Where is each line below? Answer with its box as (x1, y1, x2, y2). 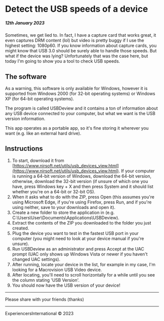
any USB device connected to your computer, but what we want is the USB (5, 110, 156, 116)
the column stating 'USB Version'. (12, 277, 80, 283)
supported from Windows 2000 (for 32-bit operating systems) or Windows (5, 91, 155, 96)
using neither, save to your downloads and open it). (12, 204, 116, 210)
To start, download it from (12, 158, 64, 163)
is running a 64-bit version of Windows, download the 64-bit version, (12, 173, 151, 179)
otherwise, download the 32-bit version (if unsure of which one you (12, 178, 148, 184)
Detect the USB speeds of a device (5, 3, 148, 15)
